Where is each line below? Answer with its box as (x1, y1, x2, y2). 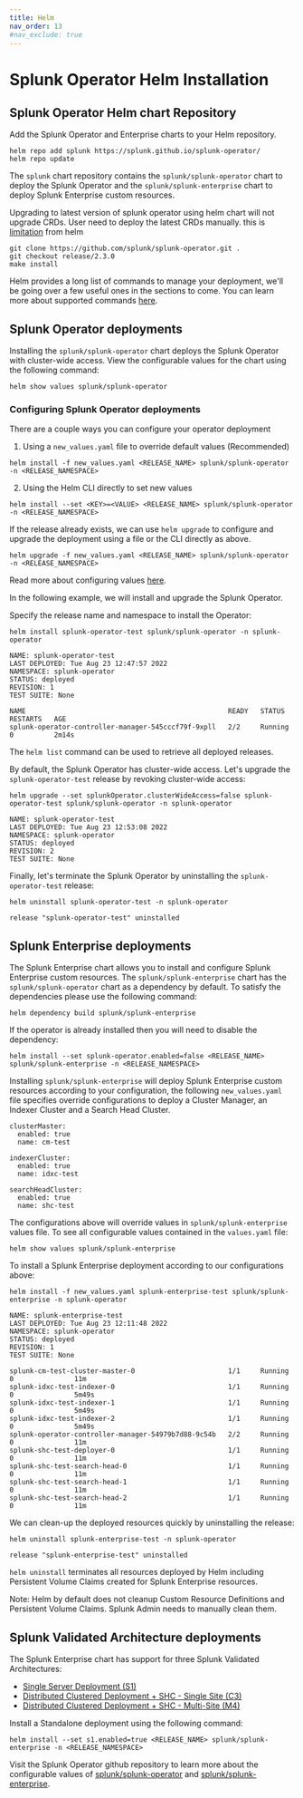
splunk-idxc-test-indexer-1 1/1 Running (9, 1398, 289, 1407)
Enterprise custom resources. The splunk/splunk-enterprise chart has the (9, 971, 287, 983)
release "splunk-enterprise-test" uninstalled (9, 1551, 188, 1560)
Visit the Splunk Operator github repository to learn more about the (9, 1759, 260, 1770)
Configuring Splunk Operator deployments (9, 403, 201, 416)
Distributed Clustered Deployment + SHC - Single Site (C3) (22, 1691, 242, 1702)
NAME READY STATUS (9, 707, 285, 716)
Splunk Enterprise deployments (9, 938, 192, 953)
